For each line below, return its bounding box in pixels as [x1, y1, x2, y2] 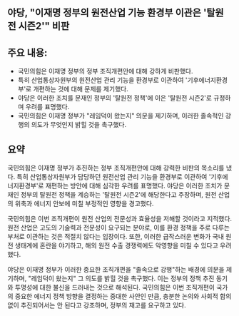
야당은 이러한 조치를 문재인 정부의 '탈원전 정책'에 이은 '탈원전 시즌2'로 [17, 93, 213, 102]
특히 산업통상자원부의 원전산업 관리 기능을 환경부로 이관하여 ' [17, 76, 188, 84]
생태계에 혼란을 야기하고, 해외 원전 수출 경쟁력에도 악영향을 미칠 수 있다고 [14, 241, 219, 250]
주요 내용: [7, 46, 48, 58]
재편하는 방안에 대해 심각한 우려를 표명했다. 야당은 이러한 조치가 [45, 181, 223, 190]
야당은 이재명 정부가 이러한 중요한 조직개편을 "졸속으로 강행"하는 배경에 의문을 [7, 265, 225, 274]
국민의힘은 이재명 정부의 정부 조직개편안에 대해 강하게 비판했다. [17, 67, 194, 76]
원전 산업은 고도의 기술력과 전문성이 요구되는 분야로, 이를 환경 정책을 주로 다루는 [7, 223, 230, 232]
